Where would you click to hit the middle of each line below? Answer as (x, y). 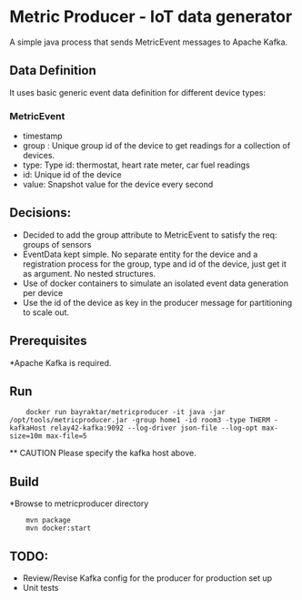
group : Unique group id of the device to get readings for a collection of (156, 146)
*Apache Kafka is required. (60, 362)
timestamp (42, 136)
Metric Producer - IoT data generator (151, 17)
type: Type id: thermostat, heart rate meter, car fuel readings (136, 165)
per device (43, 292)
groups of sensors (57, 244)
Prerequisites (48, 341)
